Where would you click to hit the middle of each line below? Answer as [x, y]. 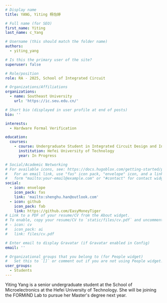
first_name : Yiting [25, 28]
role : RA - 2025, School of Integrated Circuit [55, 78]
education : [16, 137]
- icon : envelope [28, 188]
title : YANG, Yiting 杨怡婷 [33, 14]
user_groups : [19, 266]
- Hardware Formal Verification [43, 128]
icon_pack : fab [30, 206]
